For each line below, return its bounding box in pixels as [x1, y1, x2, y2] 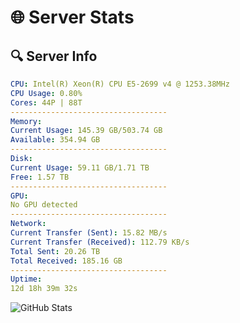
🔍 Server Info [10, 47, 98, 65]
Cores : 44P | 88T [10, 97, 83, 108]
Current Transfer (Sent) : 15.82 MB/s [10, 228, 168, 238]
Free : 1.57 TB [10, 172, 70, 182]
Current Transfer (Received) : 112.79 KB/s [10, 237, 190, 247]
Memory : [10, 116, 43, 126]
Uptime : [10, 274, 43, 285]
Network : [10, 219, 47, 229]
